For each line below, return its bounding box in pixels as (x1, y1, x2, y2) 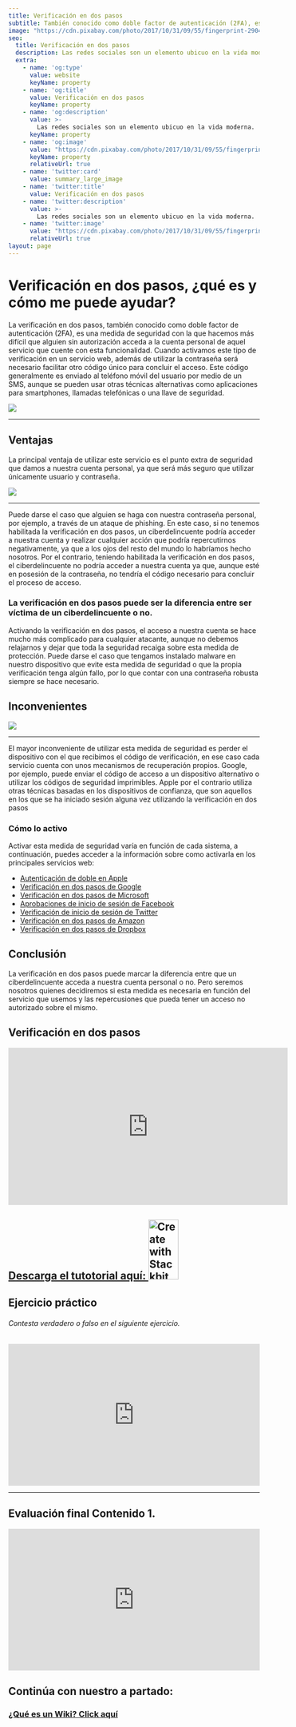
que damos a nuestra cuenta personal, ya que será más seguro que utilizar (8, 463, 255, 472)
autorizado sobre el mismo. (8, 1002, 98, 1012)
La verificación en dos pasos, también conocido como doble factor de (8, 320, 239, 329)
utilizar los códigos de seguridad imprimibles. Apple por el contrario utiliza (8, 777, 253, 787)
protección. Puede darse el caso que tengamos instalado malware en (8, 651, 236, 660)
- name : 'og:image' (22, 137, 88, 146)
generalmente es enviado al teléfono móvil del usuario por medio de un (8, 371, 242, 380)
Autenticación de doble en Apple (19, 873, 128, 883)
